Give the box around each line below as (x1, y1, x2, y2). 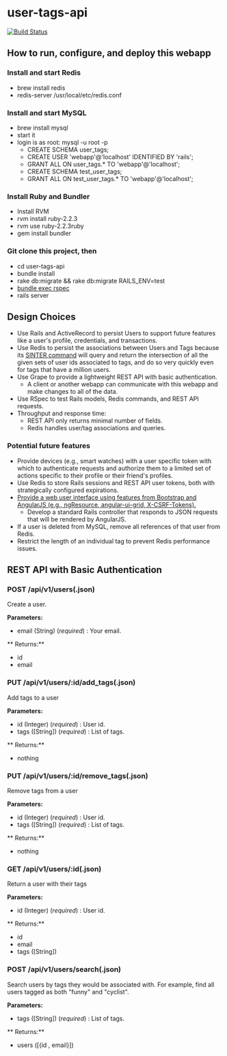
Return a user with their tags (7, 880, 88, 888)
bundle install (16, 269, 55, 277)
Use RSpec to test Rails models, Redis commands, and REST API (16, 395, 200, 403)
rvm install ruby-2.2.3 (16, 215, 78, 223)
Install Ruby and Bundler (7, 191, 90, 201)
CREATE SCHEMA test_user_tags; (27, 167, 122, 176)
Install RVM (16, 207, 49, 215)
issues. (16, 544, 38, 552)
